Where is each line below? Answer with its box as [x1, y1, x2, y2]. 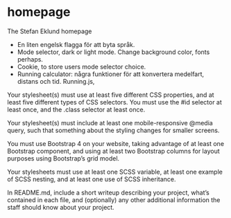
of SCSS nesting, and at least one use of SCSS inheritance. [7, 174, 176, 183]
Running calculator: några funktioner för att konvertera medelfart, [17, 70, 205, 78]
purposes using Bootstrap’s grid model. [7, 154, 120, 163]
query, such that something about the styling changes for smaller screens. [7, 126, 220, 134]
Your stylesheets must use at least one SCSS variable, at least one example [7, 167, 223, 176]
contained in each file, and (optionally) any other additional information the [7, 195, 221, 204]
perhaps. [17, 55, 44, 63]
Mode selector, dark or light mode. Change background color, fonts [17, 48, 210, 56]
